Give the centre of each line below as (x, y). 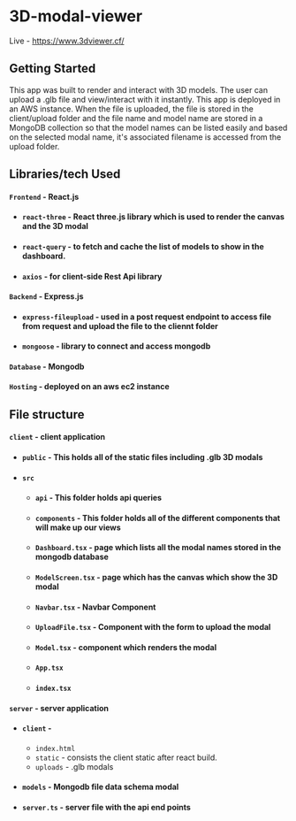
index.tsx (53, 688)
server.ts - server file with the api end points (106, 807)
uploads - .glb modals (74, 766)
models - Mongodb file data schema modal (100, 787)
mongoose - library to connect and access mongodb (116, 346)
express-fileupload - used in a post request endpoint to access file (147, 317)
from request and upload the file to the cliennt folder (120, 326)
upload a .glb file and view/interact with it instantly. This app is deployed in (145, 99)
